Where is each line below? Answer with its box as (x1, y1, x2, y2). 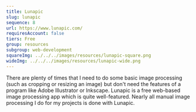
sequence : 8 (6, 19, 35, 25)
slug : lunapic (6, 14, 41, 20)
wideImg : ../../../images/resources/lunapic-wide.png (6, 58, 141, 64)
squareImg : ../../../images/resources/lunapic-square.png (6, 52, 151, 58)
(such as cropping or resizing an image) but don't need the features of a (6, 80, 181, 87)
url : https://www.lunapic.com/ (6, 25, 83, 31)
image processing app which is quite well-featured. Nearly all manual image (6, 93, 190, 100)
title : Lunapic (6, 8, 44, 15)
